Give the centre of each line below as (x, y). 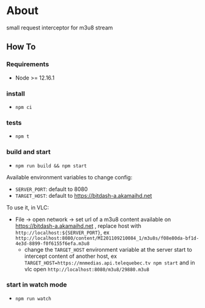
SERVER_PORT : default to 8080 (51, 189)
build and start (28, 152)
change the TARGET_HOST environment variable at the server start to (108, 249)
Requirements (28, 64)
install (16, 94)
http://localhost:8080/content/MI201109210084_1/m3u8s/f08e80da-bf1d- (107, 238)
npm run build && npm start (51, 166)
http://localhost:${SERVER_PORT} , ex (62, 232)
